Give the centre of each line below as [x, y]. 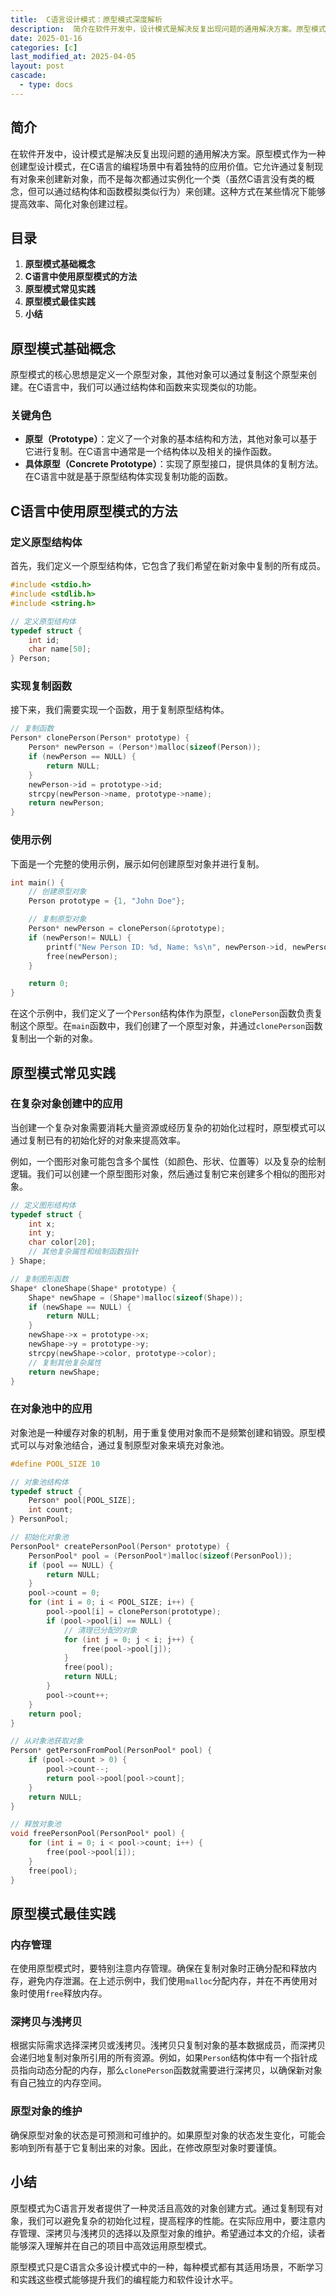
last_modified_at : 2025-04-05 [73, 57]
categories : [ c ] [44, 47]
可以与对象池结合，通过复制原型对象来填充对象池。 [124, 1445]
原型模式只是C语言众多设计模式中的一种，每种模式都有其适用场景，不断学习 [167, 2267]
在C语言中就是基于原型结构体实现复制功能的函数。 [129, 477]
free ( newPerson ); [82, 956]
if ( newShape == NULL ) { [80, 1307]
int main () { [37, 882]
